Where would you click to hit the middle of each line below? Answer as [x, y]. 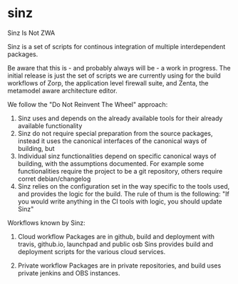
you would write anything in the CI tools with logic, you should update [120, 201]
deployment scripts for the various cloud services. [92, 251]
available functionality [50, 125]
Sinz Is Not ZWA [31, 33]
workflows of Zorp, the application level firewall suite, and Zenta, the [108, 83]
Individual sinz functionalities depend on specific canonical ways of [117, 156]
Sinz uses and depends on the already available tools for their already [120, 118]
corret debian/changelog [54, 179]
